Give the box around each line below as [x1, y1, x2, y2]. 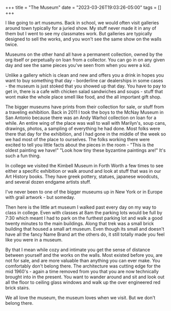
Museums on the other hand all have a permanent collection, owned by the [5, 51, 163, 57]
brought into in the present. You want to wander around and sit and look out [5, 274, 165, 280]
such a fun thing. [5, 153, 41, 159]
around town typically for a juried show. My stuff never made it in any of [5, 25, 157, 31]
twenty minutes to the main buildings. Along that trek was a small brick [5, 220, 154, 227]
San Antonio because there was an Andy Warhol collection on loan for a [5, 115, 157, 121]
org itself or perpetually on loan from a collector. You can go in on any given [5, 57, 165, 63]
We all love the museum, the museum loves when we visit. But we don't [5, 295, 156, 301]
